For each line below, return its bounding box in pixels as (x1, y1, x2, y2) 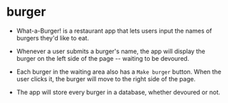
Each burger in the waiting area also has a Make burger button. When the (16, 68, 222, 76)
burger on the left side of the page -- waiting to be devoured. (16, 54, 190, 62)
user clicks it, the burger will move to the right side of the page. (16, 74, 196, 83)
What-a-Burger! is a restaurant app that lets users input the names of (16, 27, 212, 35)
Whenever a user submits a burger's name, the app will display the (16, 47, 205, 55)
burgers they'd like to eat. (16, 33, 89, 42)
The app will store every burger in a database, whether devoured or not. (16, 88, 220, 96)
